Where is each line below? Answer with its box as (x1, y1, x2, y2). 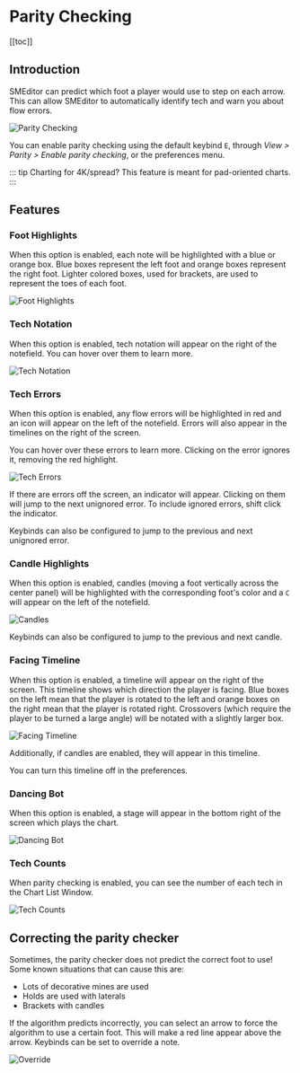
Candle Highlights (9, 557, 90, 569)
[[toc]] (9, 36, 33, 47)
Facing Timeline (9, 654, 81, 666)
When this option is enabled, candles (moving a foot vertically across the (9, 577, 279, 589)
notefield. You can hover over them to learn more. (9, 347, 193, 358)
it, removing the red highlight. (9, 454, 119, 465)
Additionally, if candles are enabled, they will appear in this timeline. (9, 747, 260, 758)
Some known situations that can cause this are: (9, 963, 184, 975)
